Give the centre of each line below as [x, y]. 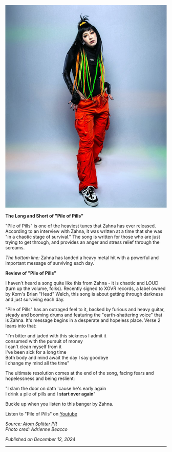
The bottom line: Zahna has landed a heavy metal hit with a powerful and [82, 258]
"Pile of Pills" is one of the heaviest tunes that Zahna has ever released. [81, 226]
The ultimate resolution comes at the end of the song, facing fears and [80, 373]
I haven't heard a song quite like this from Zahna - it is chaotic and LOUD [82, 283]
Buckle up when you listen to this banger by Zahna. [59, 404]
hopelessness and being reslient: [40, 378]
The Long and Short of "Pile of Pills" [44, 216]
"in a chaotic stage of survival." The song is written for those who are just [83, 237]
